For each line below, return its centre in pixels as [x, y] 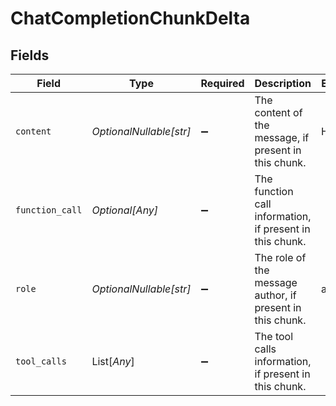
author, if [275, 295]
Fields [30, 55]
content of [278, 112]
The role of [280, 257]
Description [283, 83]
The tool [274, 336]
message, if [282, 137]
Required [222, 83]
